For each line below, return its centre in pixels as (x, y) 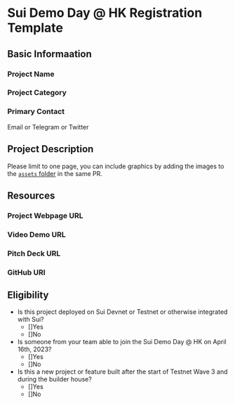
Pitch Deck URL (34, 253)
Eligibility (28, 295)
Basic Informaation (50, 54)
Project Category (37, 93)
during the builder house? (55, 379)
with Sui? (31, 320)
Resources (31, 195)
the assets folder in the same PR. (55, 173)
